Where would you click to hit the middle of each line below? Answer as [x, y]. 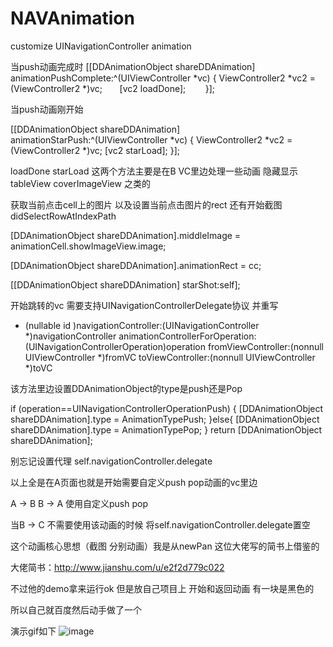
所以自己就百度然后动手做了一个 [76, 609]
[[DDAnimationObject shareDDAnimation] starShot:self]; [125, 284]
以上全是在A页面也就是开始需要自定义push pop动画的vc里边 [134, 482]
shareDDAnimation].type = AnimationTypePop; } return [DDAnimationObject [166, 429]
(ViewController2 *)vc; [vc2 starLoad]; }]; [95, 150]
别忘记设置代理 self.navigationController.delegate [111, 461]
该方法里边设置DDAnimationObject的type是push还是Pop [126, 388]
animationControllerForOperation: [187, 336]
